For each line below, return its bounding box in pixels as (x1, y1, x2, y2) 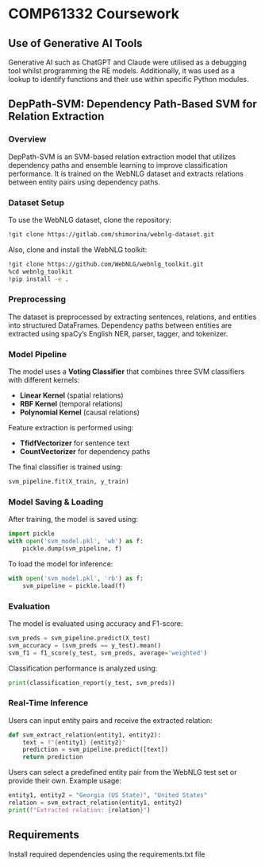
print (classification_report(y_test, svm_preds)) (8, 678, 176, 686)
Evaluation (8, 601, 50, 612)
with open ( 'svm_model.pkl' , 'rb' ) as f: (8, 574, 144, 582)
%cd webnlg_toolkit (8, 267, 73, 275)
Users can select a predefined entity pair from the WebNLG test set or (8, 768, 237, 777)
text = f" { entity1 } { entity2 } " (22, 738, 126, 746)
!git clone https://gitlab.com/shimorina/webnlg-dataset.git (8, 230, 215, 239)
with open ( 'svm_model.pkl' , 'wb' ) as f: (8, 538, 144, 546)
